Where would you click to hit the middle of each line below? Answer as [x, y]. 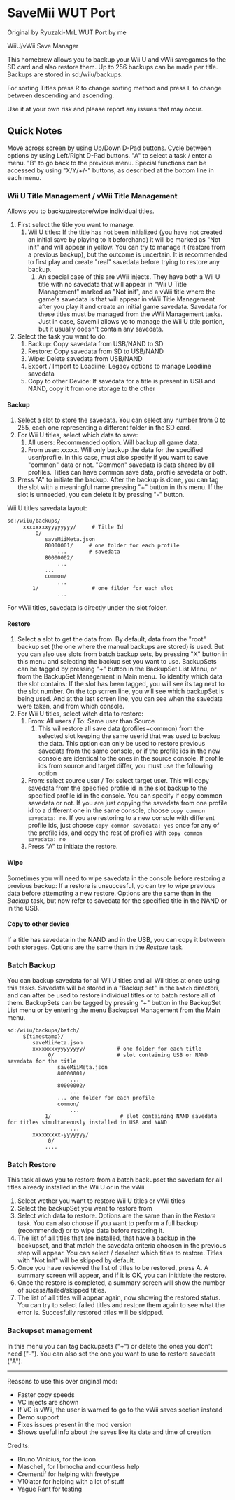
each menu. [24, 177]
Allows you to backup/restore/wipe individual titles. [81, 211]
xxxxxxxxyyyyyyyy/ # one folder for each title [117, 1049]
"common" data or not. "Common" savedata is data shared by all [121, 465]
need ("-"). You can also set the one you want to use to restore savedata [112, 1354]
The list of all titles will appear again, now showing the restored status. [119, 1297]
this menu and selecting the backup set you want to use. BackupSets [117, 662]
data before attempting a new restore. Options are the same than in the [109, 893]
